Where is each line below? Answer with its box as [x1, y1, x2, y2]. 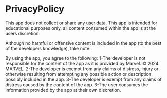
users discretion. [5, 30, 40, 36]
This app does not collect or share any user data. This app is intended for [5, 20, 158, 26]
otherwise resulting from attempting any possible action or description [5, 71, 151, 77]
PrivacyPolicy [5, 3, 65, 15]
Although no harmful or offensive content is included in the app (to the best [5, 40, 162, 46]
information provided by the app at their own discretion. [5, 87, 121, 93]
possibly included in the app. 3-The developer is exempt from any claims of [5, 76, 162, 82]
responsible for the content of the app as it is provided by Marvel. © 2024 [5, 60, 159, 66]
